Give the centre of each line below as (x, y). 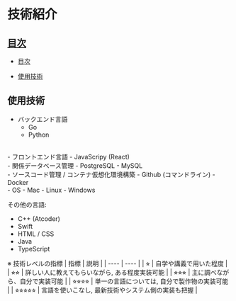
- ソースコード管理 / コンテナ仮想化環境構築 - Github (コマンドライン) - (111, 174)
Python (39, 135)
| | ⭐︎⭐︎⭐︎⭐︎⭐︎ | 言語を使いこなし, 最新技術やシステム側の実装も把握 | (102, 290)
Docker (18, 182)
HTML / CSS (36, 234)
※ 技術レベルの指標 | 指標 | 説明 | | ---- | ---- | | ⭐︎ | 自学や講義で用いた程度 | (118, 263)
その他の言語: (27, 204)
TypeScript (34, 249)
